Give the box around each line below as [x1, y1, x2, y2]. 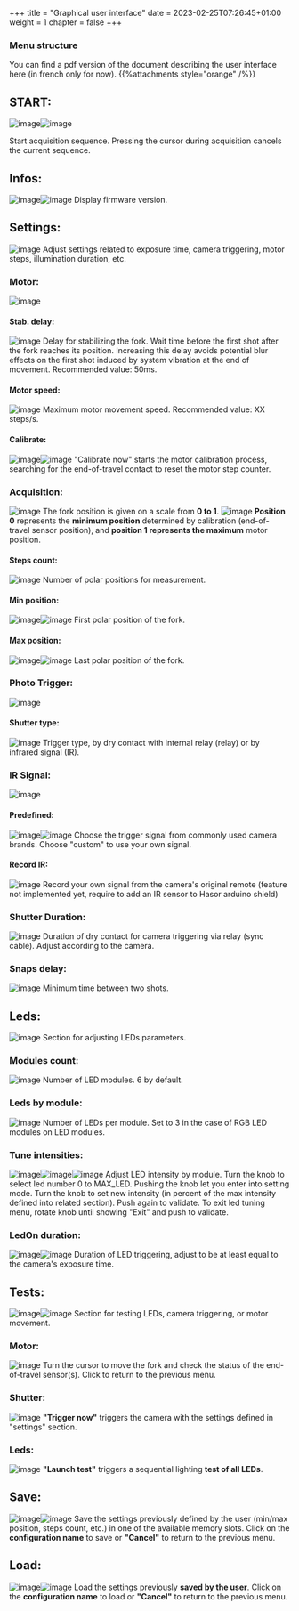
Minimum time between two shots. [43, 983, 169, 993]
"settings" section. [9, 1421, 77, 1432]
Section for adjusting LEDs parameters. [43, 1032, 187, 1043]
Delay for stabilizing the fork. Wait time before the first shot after [43, 336, 279, 346]
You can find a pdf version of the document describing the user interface [9, 60, 278, 70]
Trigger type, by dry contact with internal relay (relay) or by [43, 738, 260, 749]
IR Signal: [9, 769, 52, 781]
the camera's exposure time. [9, 1259, 114, 1269]
